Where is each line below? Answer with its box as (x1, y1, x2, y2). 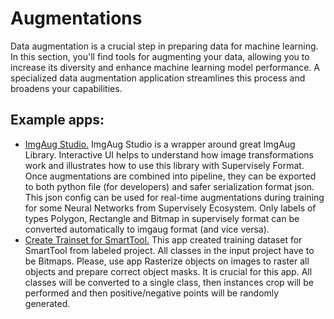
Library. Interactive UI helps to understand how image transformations (24, 148, 315, 161)
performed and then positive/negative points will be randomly (24, 287, 280, 299)
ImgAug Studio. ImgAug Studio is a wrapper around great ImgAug (24, 138, 296, 150)
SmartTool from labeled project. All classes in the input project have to (24, 244, 315, 256)
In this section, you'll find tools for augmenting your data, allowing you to (10, 50, 310, 62)
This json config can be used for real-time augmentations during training (24, 191, 325, 203)
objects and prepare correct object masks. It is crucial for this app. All (24, 265, 313, 277)
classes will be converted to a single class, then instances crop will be (24, 276, 314, 288)
